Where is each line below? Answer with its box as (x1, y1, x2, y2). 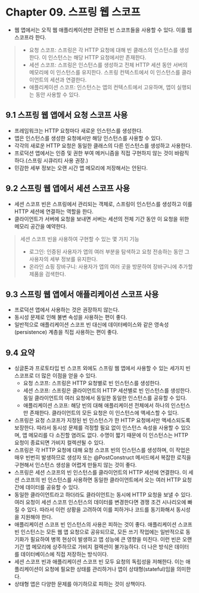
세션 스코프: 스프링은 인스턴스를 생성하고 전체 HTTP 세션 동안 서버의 (29, 61, 188, 68)
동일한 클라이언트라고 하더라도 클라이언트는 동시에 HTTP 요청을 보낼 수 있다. (14, 491, 192, 498)
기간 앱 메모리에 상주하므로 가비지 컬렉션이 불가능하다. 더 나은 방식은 (14, 543, 173, 551)
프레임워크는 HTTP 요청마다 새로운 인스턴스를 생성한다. (14, 127, 144, 134)
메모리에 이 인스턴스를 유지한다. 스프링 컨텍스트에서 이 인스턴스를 (29, 68, 181, 76)
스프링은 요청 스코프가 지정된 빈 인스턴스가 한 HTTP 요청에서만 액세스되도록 (14, 417, 191, 424)
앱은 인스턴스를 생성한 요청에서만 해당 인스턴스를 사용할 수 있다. (14, 135, 162, 142)
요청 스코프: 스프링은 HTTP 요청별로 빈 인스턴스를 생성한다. (23, 379, 161, 387)
